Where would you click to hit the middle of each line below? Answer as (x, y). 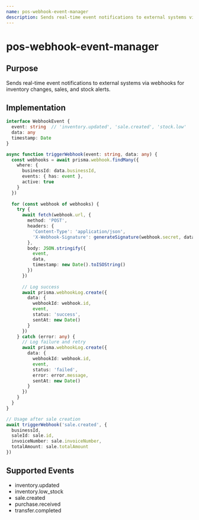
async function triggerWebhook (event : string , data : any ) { (82, 154)
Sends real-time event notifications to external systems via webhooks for (95, 83)
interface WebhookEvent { (38, 122)
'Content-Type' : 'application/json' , (79, 231)
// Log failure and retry (54, 342)
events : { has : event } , (52, 177)
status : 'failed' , (55, 370)
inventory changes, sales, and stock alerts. (58, 89)
